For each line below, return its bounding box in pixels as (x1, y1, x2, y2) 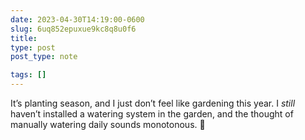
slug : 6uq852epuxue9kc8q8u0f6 (10, 24, 137, 34)
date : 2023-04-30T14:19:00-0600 (10, 14, 145, 25)
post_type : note (10, 52, 78, 62)
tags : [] (10, 70, 47, 80)
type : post (10, 42, 56, 53)
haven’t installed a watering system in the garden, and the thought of (10, 108, 294, 120)
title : (10, 33, 38, 43)
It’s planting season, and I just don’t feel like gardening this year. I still (10, 97, 296, 109)
